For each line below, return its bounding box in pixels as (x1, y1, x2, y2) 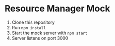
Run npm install (11, 24, 46, 30)
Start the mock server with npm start (11, 30, 88, 36)
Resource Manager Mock (4, 3, 110, 14)
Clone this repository (11, 19, 55, 25)
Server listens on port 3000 (11, 35, 68, 41)
